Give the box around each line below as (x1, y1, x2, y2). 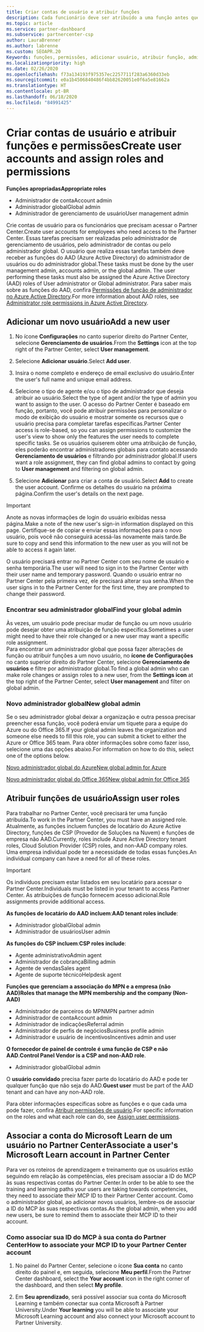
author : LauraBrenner (6, 37, 61, 43)
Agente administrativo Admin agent (15, 951, 102, 958)
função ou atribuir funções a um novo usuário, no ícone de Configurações (6, 651, 193, 659)
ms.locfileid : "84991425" (6, 99, 72, 105)
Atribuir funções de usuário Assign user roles (6, 793, 180, 804)
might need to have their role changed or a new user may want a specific (6, 632, 189, 640)
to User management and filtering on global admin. (15, 466, 144, 473)
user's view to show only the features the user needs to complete (15, 433, 179, 441)
